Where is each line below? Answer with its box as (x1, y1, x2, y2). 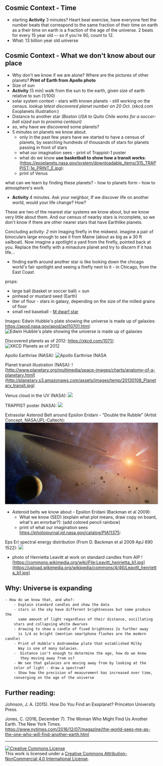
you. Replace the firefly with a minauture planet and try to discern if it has (5, 244, 152, 250)
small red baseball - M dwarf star (12, 308, 79, 314)
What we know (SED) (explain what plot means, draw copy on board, (19, 514, 157, 520)
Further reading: (5, 688, 56, 697)
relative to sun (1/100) (12, 92, 55, 99)
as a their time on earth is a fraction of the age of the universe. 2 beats (12, 27, 154, 33)
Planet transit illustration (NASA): (5, 362, 71, 368)
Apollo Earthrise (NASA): (5, 352, 54, 358)
